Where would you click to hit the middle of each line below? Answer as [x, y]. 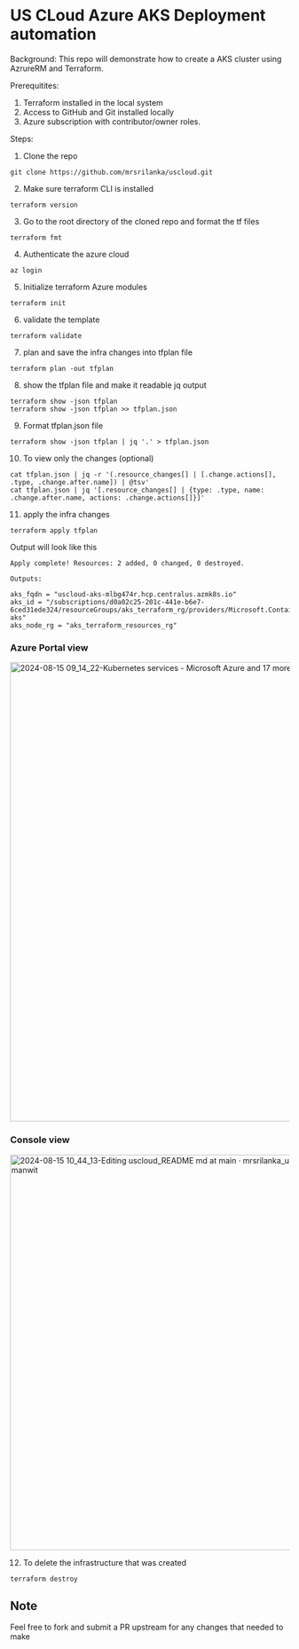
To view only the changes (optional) [88, 458]
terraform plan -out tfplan [62, 368]
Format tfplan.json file [63, 425]
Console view [40, 1140]
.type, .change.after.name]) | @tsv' [80, 482]
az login [26, 270]
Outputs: [26, 579]
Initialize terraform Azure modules [85, 287]
